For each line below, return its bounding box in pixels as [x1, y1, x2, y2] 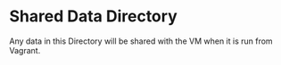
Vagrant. [9, 45, 41, 55]
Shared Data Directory [9, 6, 178, 27]
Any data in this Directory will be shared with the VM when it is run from [9, 36, 274, 46]
